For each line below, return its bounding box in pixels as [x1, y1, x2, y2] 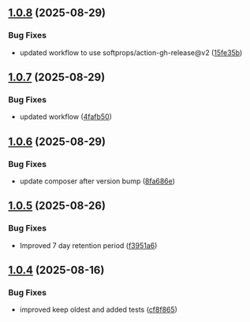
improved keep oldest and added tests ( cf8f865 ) [19, 305, 177, 314]
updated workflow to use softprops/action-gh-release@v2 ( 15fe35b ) [19, 47, 243, 57]
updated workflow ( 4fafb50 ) [19, 112, 113, 121]
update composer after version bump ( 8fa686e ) [19, 176, 176, 186]
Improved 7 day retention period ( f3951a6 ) [19, 240, 158, 250]
